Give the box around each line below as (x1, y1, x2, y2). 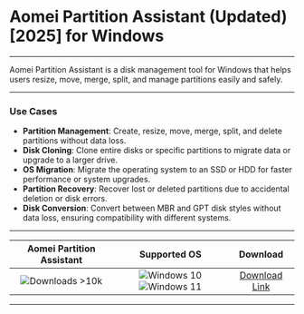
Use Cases (9, 104, 58, 117)
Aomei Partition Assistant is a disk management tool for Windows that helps (9, 64, 291, 74)
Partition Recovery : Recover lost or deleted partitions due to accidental (22, 183, 290, 194)
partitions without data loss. (22, 135, 127, 146)
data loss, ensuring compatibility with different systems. (22, 212, 232, 223)
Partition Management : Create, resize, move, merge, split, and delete (22, 125, 283, 137)
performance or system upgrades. (22, 174, 151, 185)
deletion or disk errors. (22, 193, 109, 204)
